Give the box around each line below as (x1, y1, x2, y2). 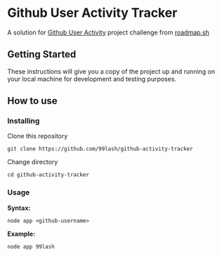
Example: (7, 230, 36, 238)
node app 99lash (7, 243, 55, 250)
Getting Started (7, 48, 77, 60)
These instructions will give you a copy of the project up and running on (7, 67, 216, 75)
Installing (7, 116, 40, 126)
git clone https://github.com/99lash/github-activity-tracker (7, 145, 193, 152)
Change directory (7, 158, 58, 166)
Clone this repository (7, 132, 68, 140)
